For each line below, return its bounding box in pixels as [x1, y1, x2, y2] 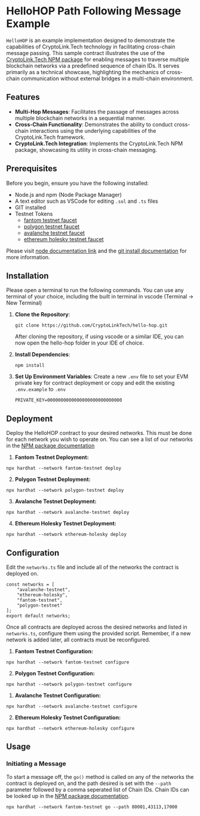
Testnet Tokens [14, 210, 53, 217]
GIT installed [14, 203, 47, 211]
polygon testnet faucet [23, 223, 80, 230]
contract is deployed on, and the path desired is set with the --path [6, 780, 171, 787]
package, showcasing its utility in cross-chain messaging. [14, 146, 157, 153]
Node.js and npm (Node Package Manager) [14, 191, 122, 198]
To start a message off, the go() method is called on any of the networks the [6, 773, 194, 780]
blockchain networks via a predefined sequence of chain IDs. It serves [6, 62, 180, 69]
